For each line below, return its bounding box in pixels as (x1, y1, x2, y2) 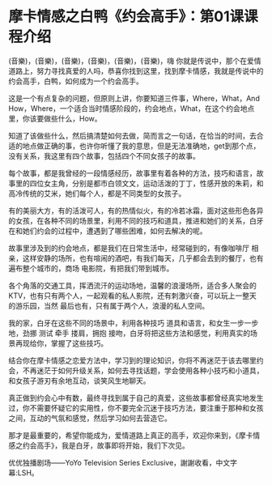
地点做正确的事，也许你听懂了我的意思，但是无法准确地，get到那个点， (22, 141, 261, 151)
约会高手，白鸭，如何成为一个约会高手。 (8, 76, 143, 86)
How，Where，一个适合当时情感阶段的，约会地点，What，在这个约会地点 (8, 103, 255, 113)
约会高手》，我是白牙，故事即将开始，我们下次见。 (22, 440, 189, 450)
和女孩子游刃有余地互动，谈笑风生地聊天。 (8, 376, 151, 385)
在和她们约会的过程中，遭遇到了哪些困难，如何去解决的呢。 (8, 226, 207, 236)
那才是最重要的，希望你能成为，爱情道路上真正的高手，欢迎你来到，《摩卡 (8, 430, 253, 440)
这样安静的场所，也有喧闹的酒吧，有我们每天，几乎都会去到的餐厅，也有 (22, 253, 264, 263)
